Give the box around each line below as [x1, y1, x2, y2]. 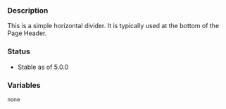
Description [7, 6, 49, 15]
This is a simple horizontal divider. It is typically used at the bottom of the [7, 22, 220, 30]
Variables [7, 80, 41, 90]
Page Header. [7, 29, 47, 37]
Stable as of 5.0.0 [17, 63, 69, 71]
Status [7, 46, 30, 56]
